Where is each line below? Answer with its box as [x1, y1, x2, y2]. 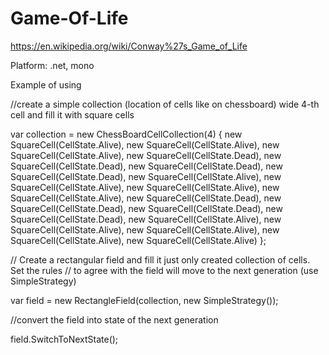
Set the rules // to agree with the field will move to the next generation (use [10, 264, 319, 276]
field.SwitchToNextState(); [10, 333, 119, 345]
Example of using [10, 78, 82, 91]
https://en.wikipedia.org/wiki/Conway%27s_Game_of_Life [10, 40, 248, 52]
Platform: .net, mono [10, 59, 95, 71]
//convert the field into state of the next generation [10, 313, 219, 326]
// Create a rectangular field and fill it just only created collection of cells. [10, 253, 311, 266]
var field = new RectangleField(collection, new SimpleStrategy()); [10, 294, 279, 306]
